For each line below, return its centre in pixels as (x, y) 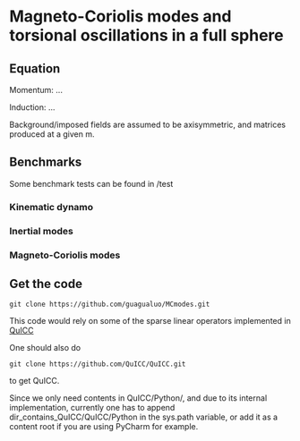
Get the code (46, 284)
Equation (35, 68)
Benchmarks (46, 162)
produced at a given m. (52, 134)
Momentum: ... (36, 90)
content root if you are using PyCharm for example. (104, 427)
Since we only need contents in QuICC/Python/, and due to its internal (138, 398)
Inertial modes (41, 231)
